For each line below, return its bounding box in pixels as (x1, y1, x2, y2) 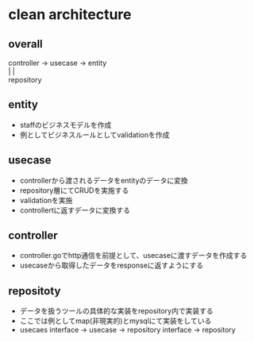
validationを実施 (19, 195, 73, 205)
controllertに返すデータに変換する (19, 205, 131, 215)
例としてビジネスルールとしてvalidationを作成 (19, 129, 170, 140)
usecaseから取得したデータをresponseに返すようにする (19, 260, 204, 271)
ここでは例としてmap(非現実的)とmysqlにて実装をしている (19, 316, 212, 326)
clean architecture (8, 6, 133, 24)
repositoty (8, 284, 61, 298)
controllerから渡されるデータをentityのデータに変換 (19, 175, 188, 185)
